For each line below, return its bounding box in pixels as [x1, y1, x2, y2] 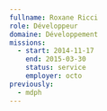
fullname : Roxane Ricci [9, 13, 99, 22]
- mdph [17, 88, 42, 97]
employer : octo [25, 72, 83, 81]
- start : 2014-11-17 [17, 47, 94, 55]
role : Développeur [9, 21, 78, 30]
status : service [25, 64, 87, 73]
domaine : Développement [9, 30, 99, 38]
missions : [9, 38, 47, 47]
